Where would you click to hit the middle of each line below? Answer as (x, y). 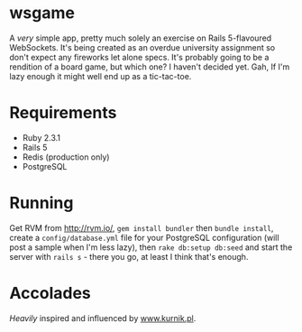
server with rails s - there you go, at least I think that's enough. (129, 256)
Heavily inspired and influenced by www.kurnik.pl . (103, 318)
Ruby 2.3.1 (41, 137)
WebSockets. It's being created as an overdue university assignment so (142, 47)
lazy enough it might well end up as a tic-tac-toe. (101, 76)
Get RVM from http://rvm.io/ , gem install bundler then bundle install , (142, 227)
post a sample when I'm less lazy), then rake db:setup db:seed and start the (151, 247)
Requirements (63, 113)
